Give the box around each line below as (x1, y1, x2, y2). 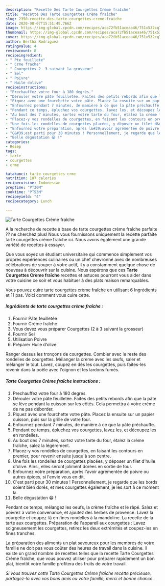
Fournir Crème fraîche (12, 321, 58, 327)
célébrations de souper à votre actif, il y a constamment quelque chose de (5, 261, 156, 268)
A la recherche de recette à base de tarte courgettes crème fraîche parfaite (5, 226, 158, 232)
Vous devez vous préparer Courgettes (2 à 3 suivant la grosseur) (12, 326, 144, 332)
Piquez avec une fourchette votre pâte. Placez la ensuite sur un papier (12, 411, 155, 418)
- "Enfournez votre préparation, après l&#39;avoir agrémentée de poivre (5, 126, 160, 131)
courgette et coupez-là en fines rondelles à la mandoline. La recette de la (5, 515, 153, 521)
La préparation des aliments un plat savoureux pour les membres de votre (5, 540, 155, 546)
